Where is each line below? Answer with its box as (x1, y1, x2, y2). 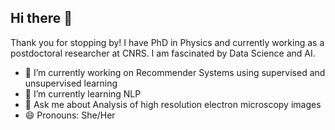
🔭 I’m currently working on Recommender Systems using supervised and (24, 66, 326, 78)
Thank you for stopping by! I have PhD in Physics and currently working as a (10, 36, 325, 48)
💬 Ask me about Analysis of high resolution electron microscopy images (24, 98, 322, 110)
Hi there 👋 (10, 10, 73, 27)
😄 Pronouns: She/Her (24, 109, 116, 121)
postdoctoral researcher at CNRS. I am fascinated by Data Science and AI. (10, 47, 316, 59)
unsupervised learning (24, 77, 118, 89)
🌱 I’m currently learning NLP (24, 87, 142, 100)
